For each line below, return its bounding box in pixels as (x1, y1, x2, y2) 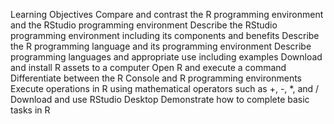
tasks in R (10, 104, 51, 116)
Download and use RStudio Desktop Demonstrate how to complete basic (10, 94, 310, 105)
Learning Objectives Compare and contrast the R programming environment (10, 9, 324, 20)
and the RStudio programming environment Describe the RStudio (10, 19, 278, 31)
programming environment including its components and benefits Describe (10, 30, 320, 41)
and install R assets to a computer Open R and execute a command (10, 62, 287, 73)
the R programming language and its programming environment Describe (10, 40, 312, 52)
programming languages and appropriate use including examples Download (10, 51, 323, 63)
